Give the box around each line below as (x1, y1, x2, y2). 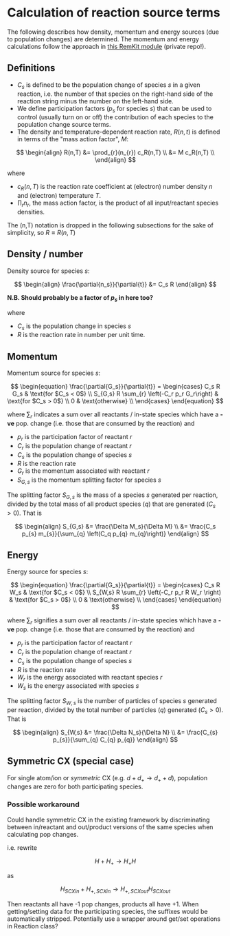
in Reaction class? (7, 922, 58, 930)
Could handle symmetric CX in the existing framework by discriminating (7, 815, 210, 824)
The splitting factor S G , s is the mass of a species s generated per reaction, (7, 491, 218, 500)
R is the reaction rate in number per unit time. (16, 331, 146, 339)
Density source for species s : (7, 267, 90, 275)
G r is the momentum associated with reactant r (16, 467, 150, 477)
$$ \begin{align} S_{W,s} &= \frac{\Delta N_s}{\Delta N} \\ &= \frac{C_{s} (12, 728, 218, 736)
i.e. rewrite (7, 843, 38, 852)
